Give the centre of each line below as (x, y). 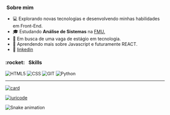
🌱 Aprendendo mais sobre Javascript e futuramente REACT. (75, 44)
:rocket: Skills (24, 63)
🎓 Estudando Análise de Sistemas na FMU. (59, 32)
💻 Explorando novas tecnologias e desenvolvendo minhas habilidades (86, 19)
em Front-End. (28, 26)
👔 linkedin (23, 50)
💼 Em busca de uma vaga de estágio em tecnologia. (67, 39)
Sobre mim (20, 8)
